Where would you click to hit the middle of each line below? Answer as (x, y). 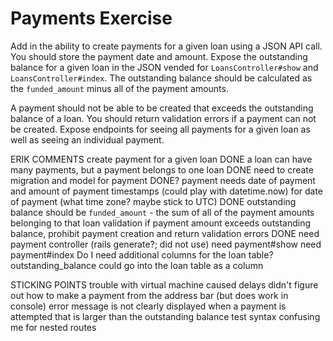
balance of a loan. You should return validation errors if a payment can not (163, 118)
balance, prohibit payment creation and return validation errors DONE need (165, 233)
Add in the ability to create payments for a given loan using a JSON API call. (166, 46)
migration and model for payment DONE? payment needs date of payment (163, 180)
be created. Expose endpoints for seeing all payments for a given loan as (160, 129)
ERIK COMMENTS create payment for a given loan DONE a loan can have (161, 159)
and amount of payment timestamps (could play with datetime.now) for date (167, 191)
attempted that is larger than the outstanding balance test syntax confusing (165, 316)
